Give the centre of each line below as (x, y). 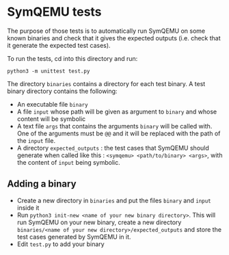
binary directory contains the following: (62, 91)
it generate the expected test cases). (59, 45)
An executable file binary (52, 104)
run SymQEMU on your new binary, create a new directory (99, 222)
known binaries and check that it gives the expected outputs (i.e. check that (114, 38)
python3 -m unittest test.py (49, 71)
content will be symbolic (51, 119)
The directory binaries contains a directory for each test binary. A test (106, 83)
